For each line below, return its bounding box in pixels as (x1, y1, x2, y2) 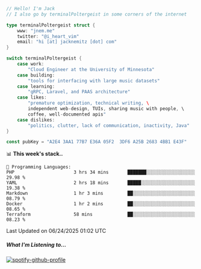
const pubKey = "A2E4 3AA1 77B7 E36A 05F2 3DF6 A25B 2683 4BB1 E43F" (6, 139, 187, 145)
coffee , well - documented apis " (28, 111, 107, 117)
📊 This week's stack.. (6, 150, 63, 158)
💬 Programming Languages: (6, 164, 71, 170)
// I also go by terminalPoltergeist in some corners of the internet (6, 11, 187, 17)
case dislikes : (17, 117, 55, 123)
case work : (17, 61, 45, 67)
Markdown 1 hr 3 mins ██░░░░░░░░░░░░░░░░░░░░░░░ (6, 190, 196, 197)
